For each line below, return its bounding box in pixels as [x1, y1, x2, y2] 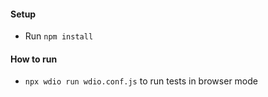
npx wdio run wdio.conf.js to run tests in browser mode [24, 75, 258, 87]
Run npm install [24, 30, 94, 42]
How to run [10, 53, 58, 65]
